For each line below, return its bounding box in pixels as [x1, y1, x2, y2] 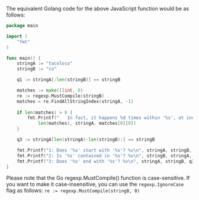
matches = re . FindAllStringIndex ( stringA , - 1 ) [17, 98, 134, 104]
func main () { [6, 55, 41, 61]
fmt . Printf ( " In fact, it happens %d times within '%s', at [27, 115, 184, 121]
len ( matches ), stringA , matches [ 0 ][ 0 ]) [37, 121, 136, 127]
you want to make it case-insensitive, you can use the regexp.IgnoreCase [6, 180, 184, 188]
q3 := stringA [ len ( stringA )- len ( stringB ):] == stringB [17, 137, 155, 143]
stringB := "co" [17, 66, 57, 72]
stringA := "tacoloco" [17, 60, 73, 67]
